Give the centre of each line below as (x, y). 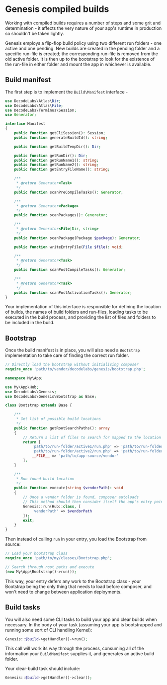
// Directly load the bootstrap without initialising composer (72, 365)
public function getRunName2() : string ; (56, 165)
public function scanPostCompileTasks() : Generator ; (70, 270)
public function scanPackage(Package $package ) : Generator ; (78, 238)
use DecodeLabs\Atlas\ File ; (34, 105)
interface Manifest (25, 124)
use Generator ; (21, 115)
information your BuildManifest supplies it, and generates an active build (80, 654)
